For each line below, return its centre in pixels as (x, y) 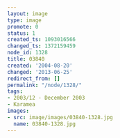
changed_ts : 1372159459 (42, 46)
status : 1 (22, 33)
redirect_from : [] (34, 78)
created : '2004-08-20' (40, 66)
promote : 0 (23, 26)
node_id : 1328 (28, 53)
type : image (24, 20)
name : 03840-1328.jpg (45, 124)
